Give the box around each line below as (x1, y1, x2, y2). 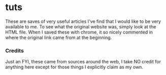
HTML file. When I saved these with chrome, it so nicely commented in (5, 29, 153, 35)
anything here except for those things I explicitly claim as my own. (5, 64, 144, 70)
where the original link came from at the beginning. (5, 34, 112, 41)
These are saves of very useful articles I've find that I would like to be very (5, 18, 161, 24)
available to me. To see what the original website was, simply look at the (5, 23, 156, 29)
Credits (5, 47, 24, 54)
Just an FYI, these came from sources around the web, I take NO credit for (5, 59, 161, 65)
